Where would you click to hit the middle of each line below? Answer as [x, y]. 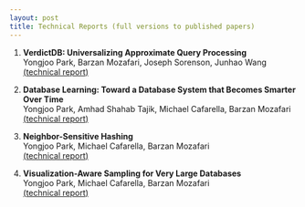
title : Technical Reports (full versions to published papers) [132, 26]
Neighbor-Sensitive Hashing [78, 136]
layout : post [34, 18]
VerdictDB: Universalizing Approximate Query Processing [135, 52]
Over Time [43, 99]
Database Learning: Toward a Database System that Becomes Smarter [159, 89]
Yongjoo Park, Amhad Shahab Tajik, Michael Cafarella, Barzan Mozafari [157, 109]
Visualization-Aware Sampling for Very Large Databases [132, 173]
